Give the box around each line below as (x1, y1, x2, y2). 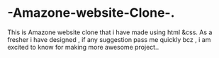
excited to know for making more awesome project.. (7, 43, 159, 51)
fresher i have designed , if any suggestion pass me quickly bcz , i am (7, 35, 211, 43)
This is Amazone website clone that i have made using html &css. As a (7, 28, 213, 36)
